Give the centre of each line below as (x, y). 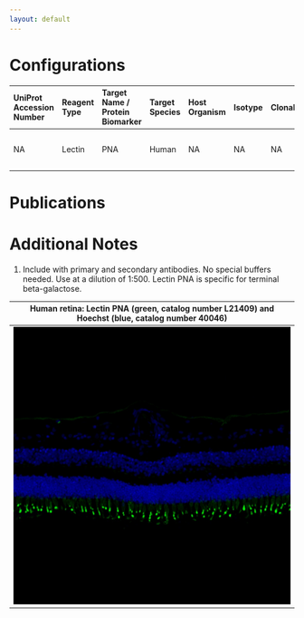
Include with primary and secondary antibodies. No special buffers (147, 269)
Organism (207, 112)
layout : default (40, 19)
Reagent (78, 102)
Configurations (67, 65)
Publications (57, 203)
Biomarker (122, 121)
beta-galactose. (52, 288)
